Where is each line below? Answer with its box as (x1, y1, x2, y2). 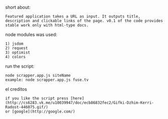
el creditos (5, 86, 27, 92)
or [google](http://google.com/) (5, 109, 75, 114)
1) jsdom (5, 41, 24, 46)
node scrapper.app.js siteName (5, 73, 71, 78)
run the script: (5, 63, 35, 69)
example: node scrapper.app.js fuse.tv (5, 77, 89, 82)
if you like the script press (5, 96, 69, 101)
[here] (70, 96, 85, 101)
